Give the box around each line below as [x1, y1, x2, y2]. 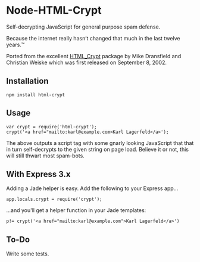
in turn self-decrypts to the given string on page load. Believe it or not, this [6, 146, 189, 153]
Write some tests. [6, 250, 49, 257]
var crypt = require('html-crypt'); [6, 124, 97, 130]
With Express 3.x [6, 169, 71, 179]
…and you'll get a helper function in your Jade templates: [6, 207, 146, 214]
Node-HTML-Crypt [6, 4, 102, 17]
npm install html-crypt [6, 91, 65, 98]
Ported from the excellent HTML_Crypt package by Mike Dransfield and [6, 52, 182, 59]
